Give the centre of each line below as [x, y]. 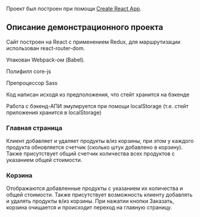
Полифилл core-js [29, 71]
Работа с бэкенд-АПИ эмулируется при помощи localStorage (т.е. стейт [98, 106]
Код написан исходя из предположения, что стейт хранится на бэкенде [98, 94]
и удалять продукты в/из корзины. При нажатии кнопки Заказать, [90, 201]
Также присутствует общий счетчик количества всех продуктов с [90, 154]
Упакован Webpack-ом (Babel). [46, 60]
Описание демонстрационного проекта [85, 27]
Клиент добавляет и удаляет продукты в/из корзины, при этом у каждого [100, 141]
